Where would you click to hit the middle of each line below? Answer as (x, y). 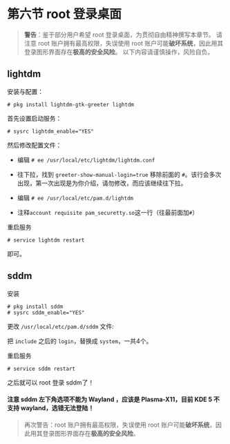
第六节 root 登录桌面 (65, 14)
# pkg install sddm (35, 307)
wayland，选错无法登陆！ (57, 408)
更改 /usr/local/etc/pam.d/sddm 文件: (60, 326)
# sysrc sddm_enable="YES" (46, 312)
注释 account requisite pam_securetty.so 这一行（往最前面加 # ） (108, 212)
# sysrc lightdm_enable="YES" (51, 131)
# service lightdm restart (46, 240)
